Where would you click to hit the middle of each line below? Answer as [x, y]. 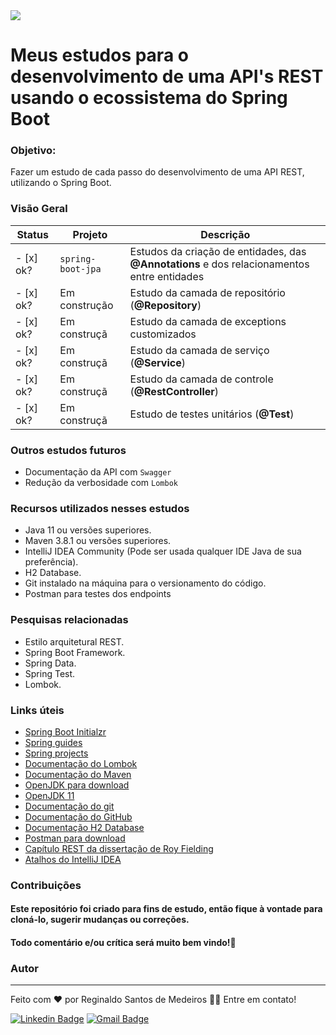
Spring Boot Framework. [75, 652]
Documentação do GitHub [78, 816]
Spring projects [56, 753]
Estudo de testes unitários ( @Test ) [212, 414]
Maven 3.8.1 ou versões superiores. [98, 541]
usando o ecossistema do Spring [149, 98]
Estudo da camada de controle [201, 379]
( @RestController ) [174, 391]
